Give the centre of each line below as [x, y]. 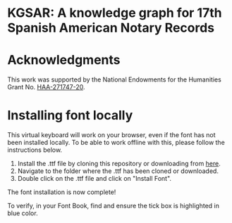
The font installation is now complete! [62, 192]
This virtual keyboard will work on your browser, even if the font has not [112, 135]
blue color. [23, 213]
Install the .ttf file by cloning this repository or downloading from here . [119, 164]
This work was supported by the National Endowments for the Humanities [115, 79]
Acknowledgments [64, 60]
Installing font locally [70, 116]
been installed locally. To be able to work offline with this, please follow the [116, 143]
